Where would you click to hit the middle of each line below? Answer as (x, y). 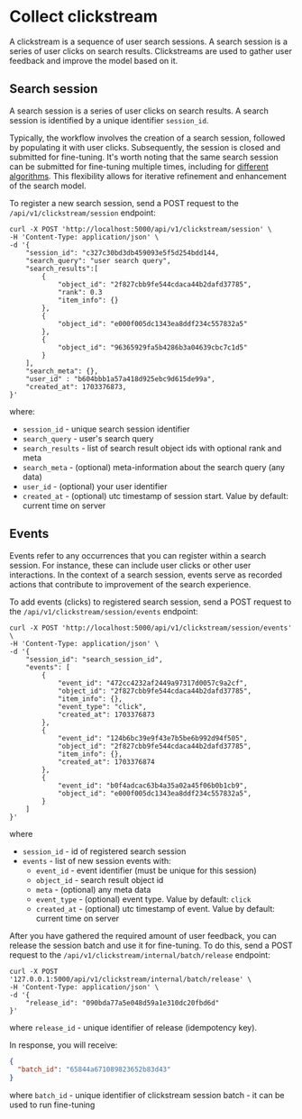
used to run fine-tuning (52, 1105)
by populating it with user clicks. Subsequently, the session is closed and (145, 147)
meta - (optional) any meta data (93, 889)
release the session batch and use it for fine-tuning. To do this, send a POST (151, 945)
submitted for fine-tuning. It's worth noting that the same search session (144, 157)
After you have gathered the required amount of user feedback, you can (143, 935)
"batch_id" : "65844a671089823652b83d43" (94, 1069)
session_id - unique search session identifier (106, 429)
